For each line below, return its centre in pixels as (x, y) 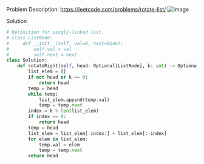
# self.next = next (42, 54)
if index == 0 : (47, 117)
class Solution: (27, 61)
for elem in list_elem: (58, 139)
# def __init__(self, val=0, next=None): (65, 43)
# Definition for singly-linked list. (55, 32)
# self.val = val (39, 49)
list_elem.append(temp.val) (74, 100)
